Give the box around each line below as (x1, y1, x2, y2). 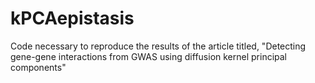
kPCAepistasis (10, 7, 135, 30)
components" (10, 61, 67, 73)
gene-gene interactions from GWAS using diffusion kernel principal (10, 50, 288, 62)
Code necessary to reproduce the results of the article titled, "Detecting (10, 40, 307, 52)
